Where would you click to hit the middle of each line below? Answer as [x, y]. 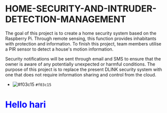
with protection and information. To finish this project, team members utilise [83, 43]
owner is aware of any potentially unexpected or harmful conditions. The [80, 64]
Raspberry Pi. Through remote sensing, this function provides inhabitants [81, 38]
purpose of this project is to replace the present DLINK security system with [83, 69]
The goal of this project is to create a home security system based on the [81, 33]
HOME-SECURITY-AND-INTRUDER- [81, 9]
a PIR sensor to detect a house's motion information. [59, 49]
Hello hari [26, 105]
